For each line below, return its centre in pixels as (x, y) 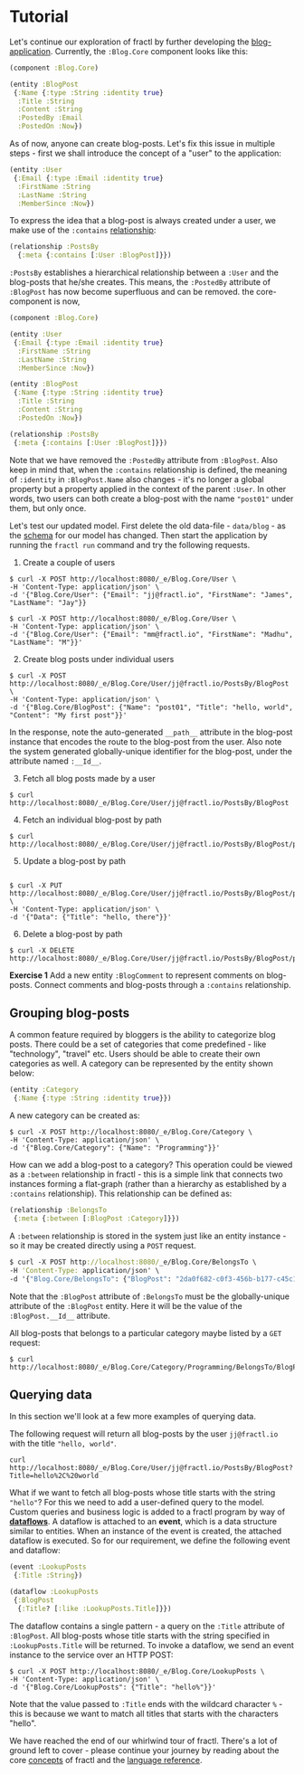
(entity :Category (44, 1090)
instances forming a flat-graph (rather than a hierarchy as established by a (148, 1184)
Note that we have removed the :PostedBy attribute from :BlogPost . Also (144, 460)
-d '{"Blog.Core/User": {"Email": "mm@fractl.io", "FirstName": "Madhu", (152, 634)
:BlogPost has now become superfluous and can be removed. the (132, 292)
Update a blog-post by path (74, 860)
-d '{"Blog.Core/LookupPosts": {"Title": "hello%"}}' (113, 1687)
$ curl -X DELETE (42, 950)
